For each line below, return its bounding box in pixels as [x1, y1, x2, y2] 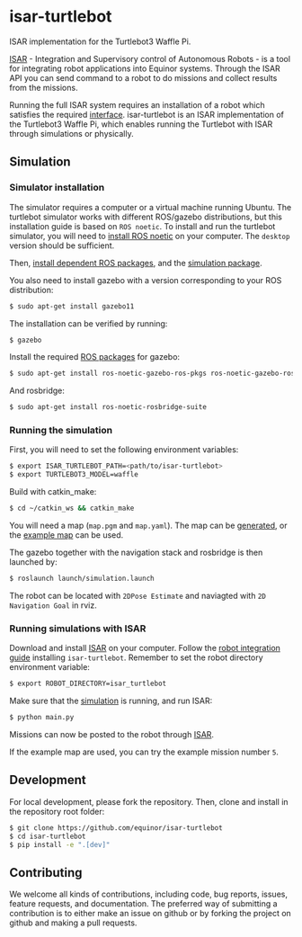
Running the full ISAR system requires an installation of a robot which [9, 99, 265, 110]
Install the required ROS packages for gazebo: [9, 352, 181, 362]
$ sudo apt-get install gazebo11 [9, 301, 135, 311]
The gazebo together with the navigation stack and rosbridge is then [9, 547, 263, 558]
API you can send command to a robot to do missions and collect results [9, 72, 278, 83]
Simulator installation [9, 182, 105, 194]
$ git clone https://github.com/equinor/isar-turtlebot [9, 823, 223, 833]
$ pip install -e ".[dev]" [9, 840, 111, 849]
